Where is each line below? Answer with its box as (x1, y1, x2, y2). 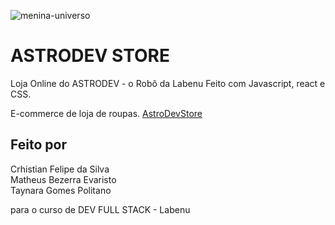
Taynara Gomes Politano (10, 184, 112, 196)
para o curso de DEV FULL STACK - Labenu (10, 203, 191, 215)
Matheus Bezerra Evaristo (10, 173, 117, 185)
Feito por (10, 136, 67, 154)
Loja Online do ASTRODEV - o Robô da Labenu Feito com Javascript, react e (10, 77, 326, 89)
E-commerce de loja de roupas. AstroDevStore (10, 107, 203, 119)
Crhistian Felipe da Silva (10, 163, 110, 175)
